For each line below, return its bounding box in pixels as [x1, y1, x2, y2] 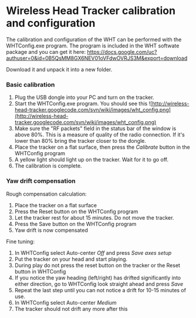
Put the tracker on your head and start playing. [14, 255, 128, 262]
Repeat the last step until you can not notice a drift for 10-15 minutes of [14, 286, 187, 293]
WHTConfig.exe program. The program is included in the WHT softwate [6, 42, 180, 49]
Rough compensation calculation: [6, 190, 87, 197]
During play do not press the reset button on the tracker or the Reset [14, 262, 181, 269]
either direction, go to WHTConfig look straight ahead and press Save [14, 280, 184, 288]
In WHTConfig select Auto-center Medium [14, 299, 117, 306]
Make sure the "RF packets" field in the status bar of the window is [14, 125, 177, 132]
